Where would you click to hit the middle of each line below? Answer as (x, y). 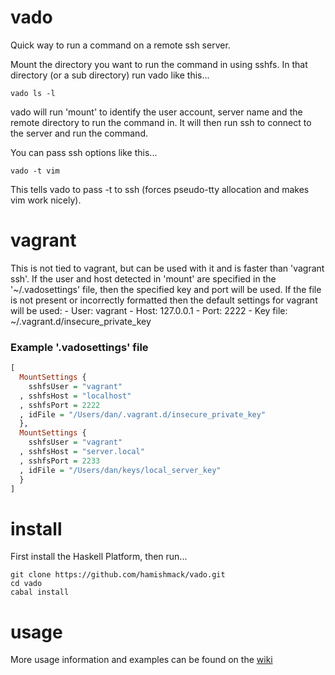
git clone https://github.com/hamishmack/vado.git (118, 575)
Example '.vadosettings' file (79, 347)
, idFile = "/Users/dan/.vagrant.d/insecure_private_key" (143, 414)
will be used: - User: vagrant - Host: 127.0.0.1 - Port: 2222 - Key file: (149, 310)
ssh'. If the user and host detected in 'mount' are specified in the (143, 278)
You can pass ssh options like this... (84, 152)
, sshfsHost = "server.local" (82, 452)
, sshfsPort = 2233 (60, 461)
